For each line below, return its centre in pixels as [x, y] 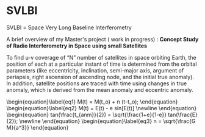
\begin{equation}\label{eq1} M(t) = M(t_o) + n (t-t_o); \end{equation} [92, 102]
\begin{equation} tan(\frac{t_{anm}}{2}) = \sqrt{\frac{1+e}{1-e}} [86, 114]
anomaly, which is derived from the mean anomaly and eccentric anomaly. [100, 90]
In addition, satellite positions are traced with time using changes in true [97, 83]
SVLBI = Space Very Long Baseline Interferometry [69, 27]
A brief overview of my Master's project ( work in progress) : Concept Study [103, 39]
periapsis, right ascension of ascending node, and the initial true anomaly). [100, 77]
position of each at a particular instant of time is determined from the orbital [102, 64]
